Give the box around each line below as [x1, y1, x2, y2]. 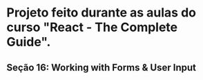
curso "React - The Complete [6, 19, 178, 35]
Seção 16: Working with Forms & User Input [6, 61, 196, 73]
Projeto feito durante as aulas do [6, 5, 196, 21]
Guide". [6, 34, 51, 50]
